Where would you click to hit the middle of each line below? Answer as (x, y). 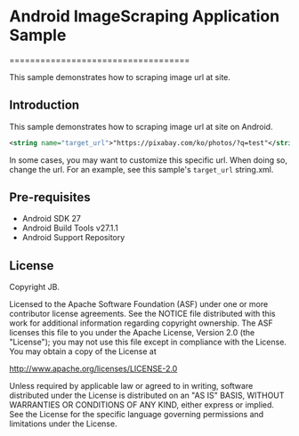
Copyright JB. (35, 287)
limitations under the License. (63, 424)
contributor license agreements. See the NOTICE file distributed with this (142, 314)
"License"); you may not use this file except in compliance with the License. (148, 342)
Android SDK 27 (52, 219)
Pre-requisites (50, 198)
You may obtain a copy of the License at (83, 351)
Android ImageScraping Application (145, 16)
